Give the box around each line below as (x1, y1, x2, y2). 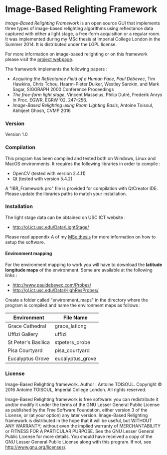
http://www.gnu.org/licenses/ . (5, 444, 67, 450)
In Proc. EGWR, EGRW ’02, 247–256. (12, 96, 88, 103)
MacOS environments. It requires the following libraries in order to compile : (5, 160, 161, 166)
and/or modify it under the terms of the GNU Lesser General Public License (5, 401, 160, 408)
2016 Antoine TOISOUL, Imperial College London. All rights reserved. (5, 386, 147, 393)
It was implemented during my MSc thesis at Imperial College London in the (5, 36, 161, 42)
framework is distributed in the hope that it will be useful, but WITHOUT (5, 417, 153, 423)
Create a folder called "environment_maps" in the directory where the (5, 297, 148, 303)
